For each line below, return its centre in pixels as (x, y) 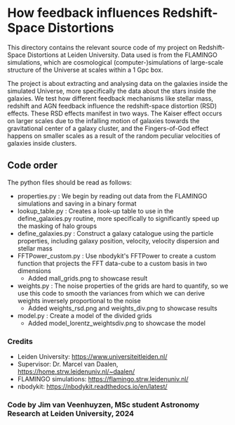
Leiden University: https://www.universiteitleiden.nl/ (92, 357)
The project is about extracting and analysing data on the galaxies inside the (117, 83)
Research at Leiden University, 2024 (71, 413)
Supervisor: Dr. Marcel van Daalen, (68, 364)
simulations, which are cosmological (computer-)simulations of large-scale (115, 62)
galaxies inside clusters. (42, 143)
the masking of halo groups (57, 226)
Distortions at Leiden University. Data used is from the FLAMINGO (122, 55)
